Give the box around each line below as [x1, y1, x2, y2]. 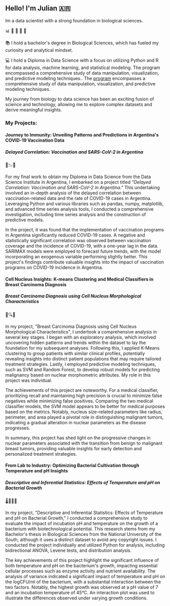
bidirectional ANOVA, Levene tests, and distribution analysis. [5, 548, 132, 554]
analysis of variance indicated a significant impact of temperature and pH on [5, 574, 165, 580]
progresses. [5, 425, 30, 431]
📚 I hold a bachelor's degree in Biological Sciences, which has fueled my [5, 40, 159, 46]
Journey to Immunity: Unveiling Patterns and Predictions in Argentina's [5, 132, 159, 138]
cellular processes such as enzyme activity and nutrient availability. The [5, 568, 156, 574]
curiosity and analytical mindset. [5, 47, 74, 53]
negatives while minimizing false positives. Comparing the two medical [5, 398, 154, 404]
